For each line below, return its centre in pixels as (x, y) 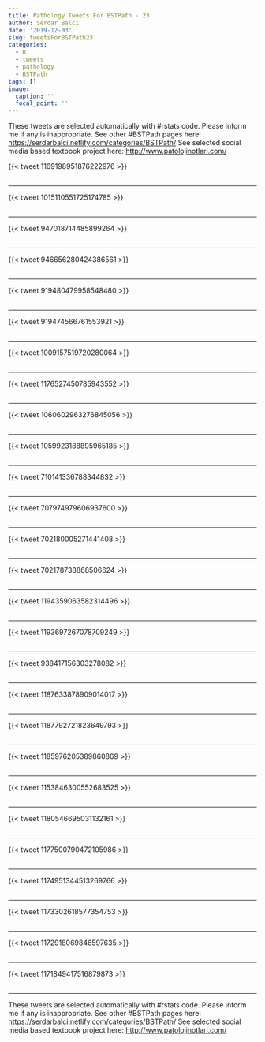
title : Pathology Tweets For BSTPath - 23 (79, 15)
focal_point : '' (42, 103)
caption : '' (35, 96)
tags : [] (22, 81)
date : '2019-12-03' (40, 30)
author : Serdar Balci (44, 23)
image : (19, 89)
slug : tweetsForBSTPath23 (50, 37)
